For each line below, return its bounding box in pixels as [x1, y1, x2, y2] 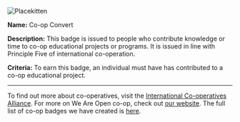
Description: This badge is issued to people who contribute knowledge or [7, 34, 225, 43]
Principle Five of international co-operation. [7, 50, 136, 58]
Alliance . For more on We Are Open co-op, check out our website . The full [7, 99, 226, 107]
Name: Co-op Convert [7, 21, 74, 29]
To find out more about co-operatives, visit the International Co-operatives [7, 91, 227, 100]
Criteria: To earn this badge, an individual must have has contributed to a [7, 63, 224, 71]
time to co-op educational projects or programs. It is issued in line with [7, 42, 216, 50]
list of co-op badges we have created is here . [7, 107, 141, 115]
